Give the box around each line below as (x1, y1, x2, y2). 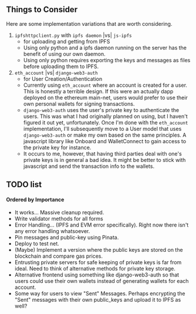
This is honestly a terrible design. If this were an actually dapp (23, 87, 174, 94)
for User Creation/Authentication (23, 75, 103, 82)
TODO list (6, 180, 42, 190)
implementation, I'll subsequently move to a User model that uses (23, 125, 182, 132)
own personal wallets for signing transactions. (23, 100, 135, 107)
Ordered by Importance (6, 196, 65, 203)
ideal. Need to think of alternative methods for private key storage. (14, 265, 176, 272)
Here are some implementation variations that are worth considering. (6, 20, 173, 27)
